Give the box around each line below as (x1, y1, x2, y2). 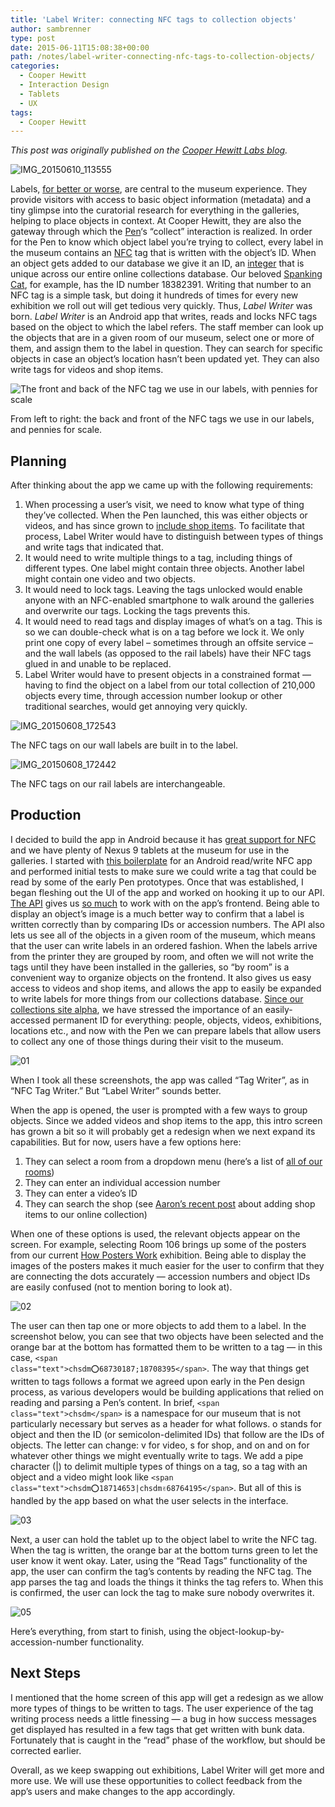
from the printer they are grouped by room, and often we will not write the (10, 950, 314, 962)
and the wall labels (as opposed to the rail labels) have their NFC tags (24, 647, 312, 660)
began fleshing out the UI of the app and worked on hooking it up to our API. (10, 886, 325, 898)
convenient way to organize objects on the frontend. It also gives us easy (10, 971, 312, 983)
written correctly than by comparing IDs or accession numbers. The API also (10, 918, 325, 930)
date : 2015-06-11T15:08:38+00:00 (10, 42, 150, 53)
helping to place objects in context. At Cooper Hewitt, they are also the (10, 215, 302, 227)
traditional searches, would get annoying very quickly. (24, 701, 248, 713)
